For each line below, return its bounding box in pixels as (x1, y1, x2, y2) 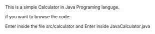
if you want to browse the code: (5, 14, 71, 19)
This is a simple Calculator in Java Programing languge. (5, 4, 120, 10)
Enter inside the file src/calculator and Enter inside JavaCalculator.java (5, 23, 150, 29)
